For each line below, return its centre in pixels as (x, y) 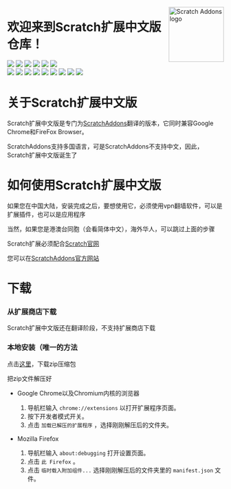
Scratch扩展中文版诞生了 (42, 155)
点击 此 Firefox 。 (53, 461)
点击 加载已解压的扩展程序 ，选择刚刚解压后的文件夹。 (100, 425)
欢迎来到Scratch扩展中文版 (84, 27)
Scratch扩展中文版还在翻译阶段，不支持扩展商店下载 (81, 328)
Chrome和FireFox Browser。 (47, 131)
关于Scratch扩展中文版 (72, 103)
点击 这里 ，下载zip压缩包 (42, 364)
